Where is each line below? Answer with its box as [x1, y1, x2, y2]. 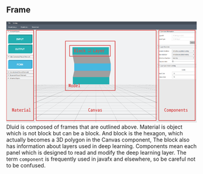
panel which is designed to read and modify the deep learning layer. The [6, 149, 187, 156]
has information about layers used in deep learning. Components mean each [6, 142, 197, 150]
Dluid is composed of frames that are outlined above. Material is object [6, 123, 183, 130]
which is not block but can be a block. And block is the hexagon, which [6, 129, 183, 137]
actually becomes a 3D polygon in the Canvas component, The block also [6, 136, 190, 143]
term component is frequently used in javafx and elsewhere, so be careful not [6, 155, 196, 163]
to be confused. [6, 161, 46, 169]
